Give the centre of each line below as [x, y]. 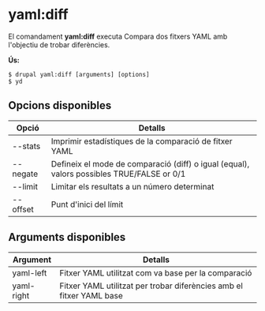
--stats [26, 146]
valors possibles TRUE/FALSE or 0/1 [118, 174]
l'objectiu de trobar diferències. [59, 44]
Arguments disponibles [67, 237]
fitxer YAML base [91, 295]
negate [25, 174]
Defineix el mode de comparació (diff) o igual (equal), [150, 163]
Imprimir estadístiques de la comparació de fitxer [142, 141]
